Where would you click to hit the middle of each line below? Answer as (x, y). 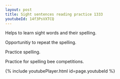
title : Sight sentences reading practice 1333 (54, 14)
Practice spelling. (23, 52)
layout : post (19, 10)
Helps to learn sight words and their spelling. (51, 33)
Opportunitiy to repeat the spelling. (41, 42)
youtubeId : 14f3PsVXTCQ (30, 19)
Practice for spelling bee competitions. (45, 62)
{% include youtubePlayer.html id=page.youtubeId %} (60, 71)
